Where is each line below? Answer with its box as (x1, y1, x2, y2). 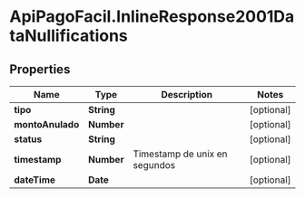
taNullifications (9, 25, 129, 46)
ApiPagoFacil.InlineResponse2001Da (9, 6, 295, 27)
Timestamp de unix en (133, 147, 229, 160)
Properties (9, 61, 71, 77)
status (14, 133, 43, 146)
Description (161, 89, 213, 100)
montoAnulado (14, 118, 80, 130)
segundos (133, 159, 175, 171)
